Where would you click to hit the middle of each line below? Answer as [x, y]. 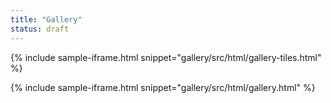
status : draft [40, 29]
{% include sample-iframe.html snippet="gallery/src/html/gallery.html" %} [163, 87]
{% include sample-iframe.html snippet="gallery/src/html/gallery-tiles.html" [166, 57]
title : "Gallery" [46, 19]
